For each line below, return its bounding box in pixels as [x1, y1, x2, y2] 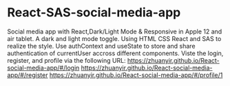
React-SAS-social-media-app [7, 5, 181, 20]
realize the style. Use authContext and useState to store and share [7, 42, 196, 50]
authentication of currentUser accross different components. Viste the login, [7, 49, 224, 57]
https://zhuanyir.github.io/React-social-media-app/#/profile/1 [49, 70, 223, 79]
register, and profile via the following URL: [7, 56, 126, 64]
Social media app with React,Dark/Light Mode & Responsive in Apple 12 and [7, 27, 222, 35]
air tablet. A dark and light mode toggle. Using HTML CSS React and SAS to [7, 34, 222, 42]
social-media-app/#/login [7, 63, 80, 72]
